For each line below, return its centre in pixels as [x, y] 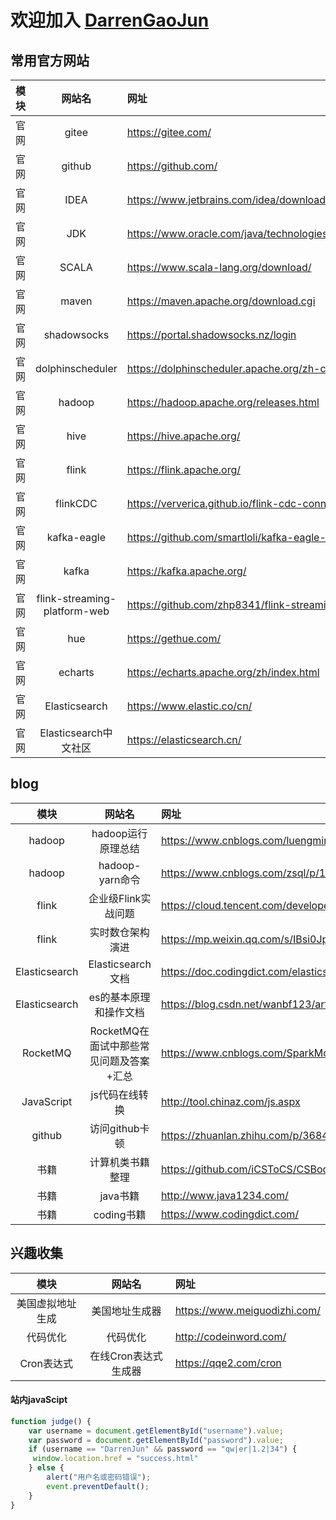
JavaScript [47, 1101]
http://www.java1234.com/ [224, 1195]
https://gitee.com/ [169, 132]
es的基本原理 [119, 997]
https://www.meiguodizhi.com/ [247, 1310]
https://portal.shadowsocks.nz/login [211, 334]
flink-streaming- [76, 598]
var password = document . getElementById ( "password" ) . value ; [156, 1440]
